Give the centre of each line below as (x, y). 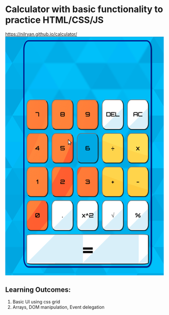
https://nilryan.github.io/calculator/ (41, 34)
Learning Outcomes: (38, 289)
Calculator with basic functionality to (84, 9)
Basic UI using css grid (36, 302)
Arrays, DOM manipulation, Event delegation (58, 307)
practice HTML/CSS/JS (55, 20)
